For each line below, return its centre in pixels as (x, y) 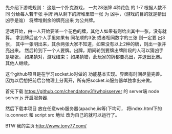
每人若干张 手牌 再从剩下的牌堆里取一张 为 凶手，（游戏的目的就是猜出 (93, 14)
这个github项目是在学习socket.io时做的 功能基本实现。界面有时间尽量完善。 (85, 74)
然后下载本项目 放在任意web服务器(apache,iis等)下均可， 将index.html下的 (84, 108)
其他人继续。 (19, 63)
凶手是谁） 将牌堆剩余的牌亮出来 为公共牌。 (51, 20)
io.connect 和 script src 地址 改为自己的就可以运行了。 (62, 115)
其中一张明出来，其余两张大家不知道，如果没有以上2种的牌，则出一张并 (91, 44)
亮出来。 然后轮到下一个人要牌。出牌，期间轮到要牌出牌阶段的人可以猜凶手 (84, 50)
